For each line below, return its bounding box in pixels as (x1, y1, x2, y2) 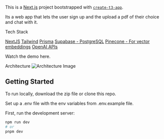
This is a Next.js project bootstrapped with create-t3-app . (5, 4, 123, 10)
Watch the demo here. (5, 53, 51, 59)
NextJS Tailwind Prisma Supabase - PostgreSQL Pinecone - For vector (5, 38, 150, 44)
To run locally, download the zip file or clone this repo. (5, 91, 116, 97)
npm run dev (5, 120, 30, 125)
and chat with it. (5, 19, 38, 25)
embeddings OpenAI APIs (5, 44, 58, 49)
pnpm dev (5, 129, 23, 134)
